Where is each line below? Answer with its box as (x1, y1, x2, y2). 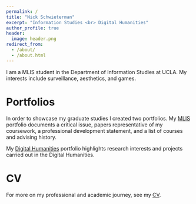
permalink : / (6, 8, 38, 15)
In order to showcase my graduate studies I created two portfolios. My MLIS (6, 115, 190, 122)
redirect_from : (6, 42, 44, 48)
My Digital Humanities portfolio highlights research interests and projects (6, 145, 183, 152)
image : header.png (11, 36, 57, 42)
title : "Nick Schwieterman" (6, 14, 75, 20)
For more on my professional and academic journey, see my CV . (6, 191, 161, 198)
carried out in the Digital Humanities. (6, 151, 95, 158)
